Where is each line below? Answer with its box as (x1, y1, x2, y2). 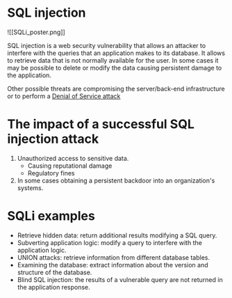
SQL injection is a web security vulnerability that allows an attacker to (7, 41, 206, 49)
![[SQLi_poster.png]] (7, 28, 66, 36)
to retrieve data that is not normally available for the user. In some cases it (7, 56, 219, 64)
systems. (17, 183, 44, 192)
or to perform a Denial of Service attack (7, 92, 121, 100)
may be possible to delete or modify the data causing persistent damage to (7, 63, 222, 72)
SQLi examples (7, 208, 95, 224)
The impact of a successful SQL (7, 116, 194, 132)
